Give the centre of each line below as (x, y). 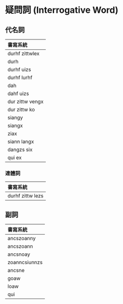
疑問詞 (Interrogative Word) (62, 10)
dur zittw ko (21, 110)
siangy (15, 118)
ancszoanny (22, 238)
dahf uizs (18, 93)
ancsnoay (19, 254)
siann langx (21, 142)
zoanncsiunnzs (25, 263)
